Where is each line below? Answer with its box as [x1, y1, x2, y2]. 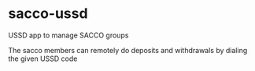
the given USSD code [8, 54, 78, 63]
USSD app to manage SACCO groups [8, 30, 129, 40]
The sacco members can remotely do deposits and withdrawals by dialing [8, 45, 248, 55]
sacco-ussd [8, 5, 88, 23]
